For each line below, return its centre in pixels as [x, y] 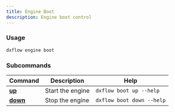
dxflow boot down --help [131, 100]
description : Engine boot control [49, 17]
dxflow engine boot [30, 50]
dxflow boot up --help [127, 90]
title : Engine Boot [30, 12]
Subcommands [29, 65]
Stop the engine [67, 100]
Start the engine [68, 91]
